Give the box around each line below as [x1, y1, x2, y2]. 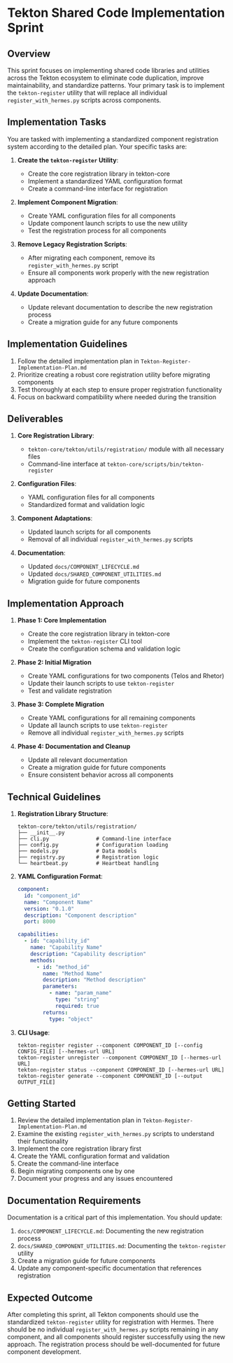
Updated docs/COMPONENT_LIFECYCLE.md [27, 562, 140, 571]
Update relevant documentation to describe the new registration [27, 303, 213, 311]
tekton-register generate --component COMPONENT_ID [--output [17, 1072, 203, 1079]
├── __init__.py [17, 829, 65, 836]
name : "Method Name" [43, 970, 103, 977]
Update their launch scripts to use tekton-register [27, 679, 175, 688]
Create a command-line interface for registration [27, 184, 168, 193]
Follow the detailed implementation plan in [17, 357, 140, 365]
